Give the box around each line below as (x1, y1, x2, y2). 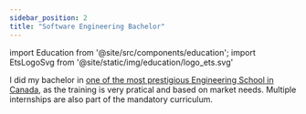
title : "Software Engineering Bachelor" (9, 22, 166, 31)
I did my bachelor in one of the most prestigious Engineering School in (9, 74, 274, 85)
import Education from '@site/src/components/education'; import (9, 47, 256, 57)
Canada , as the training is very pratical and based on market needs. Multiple (9, 84, 297, 95)
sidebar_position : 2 (9, 13, 89, 23)
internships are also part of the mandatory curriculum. (9, 93, 213, 105)
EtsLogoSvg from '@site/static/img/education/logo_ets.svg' (9, 57, 234, 67)
